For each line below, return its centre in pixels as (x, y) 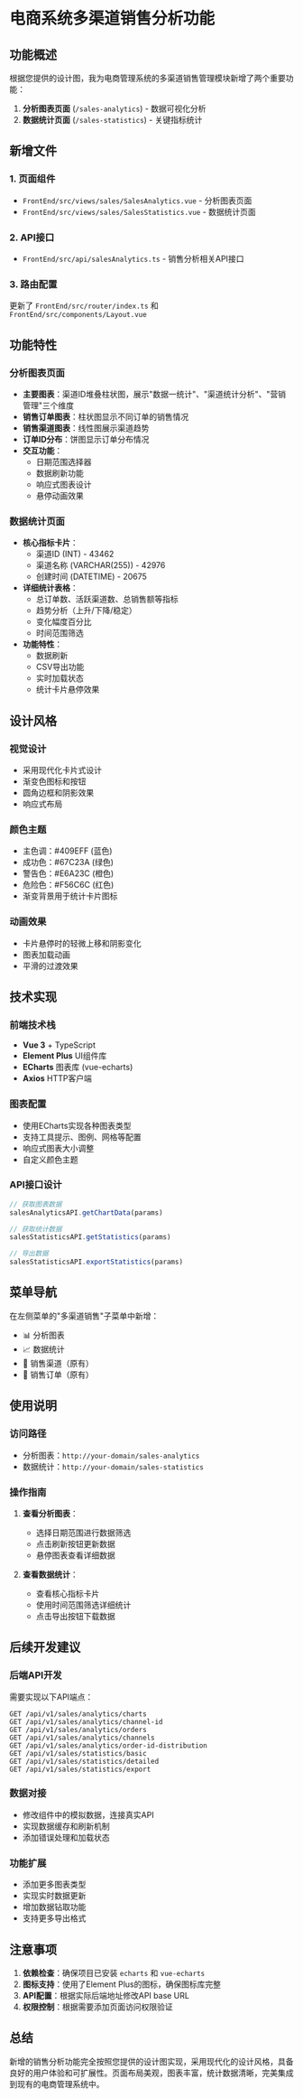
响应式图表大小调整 (58, 1148)
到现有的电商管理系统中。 (57, 2084)
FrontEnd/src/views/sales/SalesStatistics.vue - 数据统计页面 (139, 211)
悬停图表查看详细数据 (75, 1555)
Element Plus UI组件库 (64, 1056)
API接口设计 (36, 1185)
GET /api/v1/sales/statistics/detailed (84, 1761)
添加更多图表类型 (54, 1885)
